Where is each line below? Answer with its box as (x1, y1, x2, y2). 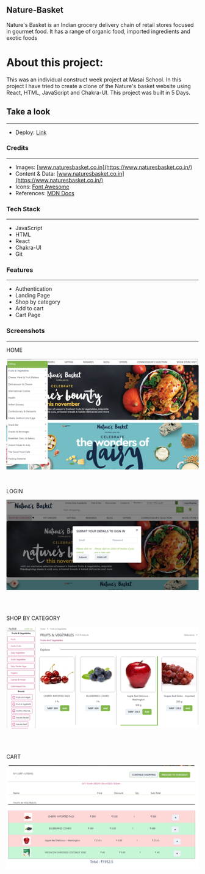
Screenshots (6, 327, 45, 335)
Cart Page (15, 312, 41, 319)
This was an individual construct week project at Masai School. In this (6, 76, 182, 83)
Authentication (15, 285, 52, 293)
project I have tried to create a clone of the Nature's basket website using (6, 82, 191, 89)
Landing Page (15, 292, 51, 299)
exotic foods (6, 34, 38, 42)
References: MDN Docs (15, 189, 74, 196)
